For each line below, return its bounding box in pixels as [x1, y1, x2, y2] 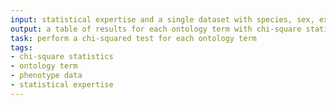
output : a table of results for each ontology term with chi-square [10, 24, 302, 34]
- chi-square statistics [10, 52, 114, 62]
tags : [10, 42, 33, 53]
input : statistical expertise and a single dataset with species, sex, [10, 14, 315, 25]
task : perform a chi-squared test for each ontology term [10, 33, 257, 43]
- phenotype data [10, 71, 83, 81]
